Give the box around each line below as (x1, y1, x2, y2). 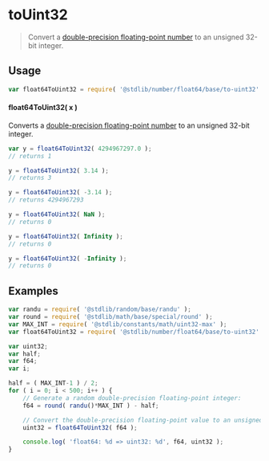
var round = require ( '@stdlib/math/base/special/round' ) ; (8, 313, 214, 321)
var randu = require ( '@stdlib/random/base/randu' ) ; (8, 305, 192, 314)
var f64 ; (8, 357, 38, 365)
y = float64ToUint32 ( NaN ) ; (8, 210, 106, 218)
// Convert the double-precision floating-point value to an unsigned (22, 416, 263, 424)
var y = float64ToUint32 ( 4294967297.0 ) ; (8, 145, 152, 153)
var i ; (8, 365, 30, 373)
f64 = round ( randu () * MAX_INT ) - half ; (22, 402, 159, 410)
